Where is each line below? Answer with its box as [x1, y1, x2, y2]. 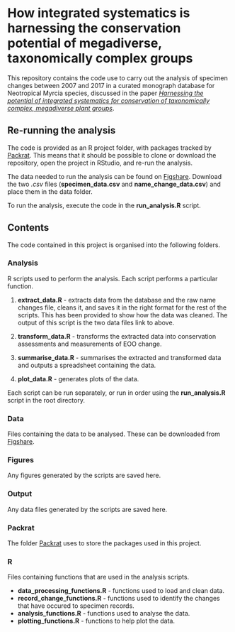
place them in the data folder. [7, 187, 93, 196]
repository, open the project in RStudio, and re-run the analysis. [7, 158, 193, 167]
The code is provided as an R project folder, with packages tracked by [7, 143, 212, 152]
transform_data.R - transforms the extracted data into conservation [17, 332, 217, 340]
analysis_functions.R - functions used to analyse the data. [17, 609, 190, 618]
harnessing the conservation [7, 20, 181, 36]
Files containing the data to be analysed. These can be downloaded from [7, 430, 221, 438]
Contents [7, 222, 50, 234]
